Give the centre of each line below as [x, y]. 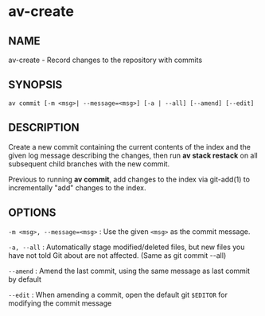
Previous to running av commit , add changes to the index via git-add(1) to [129, 179]
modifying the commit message [60, 303]
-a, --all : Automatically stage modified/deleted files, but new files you [127, 247]
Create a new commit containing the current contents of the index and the [130, 146]
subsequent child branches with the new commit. [89, 164]
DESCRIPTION [44, 128]
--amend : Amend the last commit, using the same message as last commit [129, 271]
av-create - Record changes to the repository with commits [105, 60]
